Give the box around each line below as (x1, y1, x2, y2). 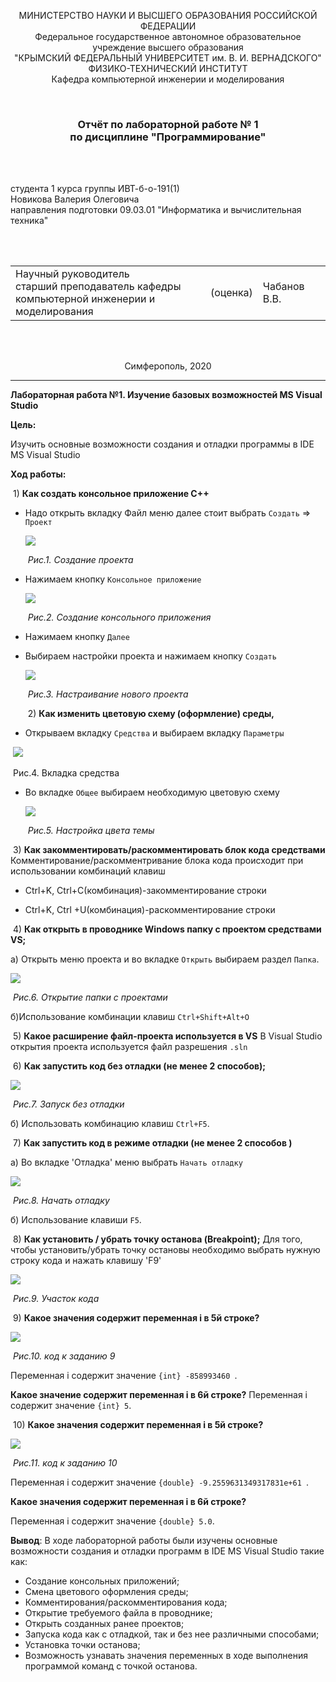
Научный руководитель (15, 267, 130, 281)
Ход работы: (10, 468, 67, 480)
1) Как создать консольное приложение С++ (12, 488, 210, 500)
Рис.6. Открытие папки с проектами (12, 991, 168, 1004)
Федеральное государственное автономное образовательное (34, 31, 302, 42)
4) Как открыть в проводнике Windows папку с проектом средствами (12, 923, 322, 935)
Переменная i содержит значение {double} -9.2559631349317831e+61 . (10, 1476, 310, 1489)
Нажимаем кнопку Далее (24, 631, 130, 643)
